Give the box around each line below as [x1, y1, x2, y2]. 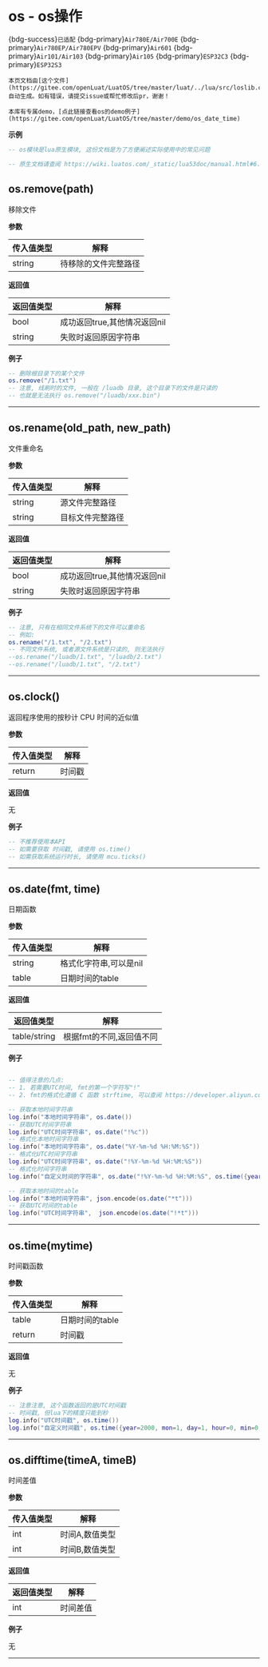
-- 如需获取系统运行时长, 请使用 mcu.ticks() [8, 852, 147, 860]
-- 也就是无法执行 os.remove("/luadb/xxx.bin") [8, 392, 161, 400]
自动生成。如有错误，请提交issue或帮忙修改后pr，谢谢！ [8, 92, 170, 100]
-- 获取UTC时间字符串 [8, 1120, 72, 1128]
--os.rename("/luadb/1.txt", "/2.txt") [8, 660, 141, 668]
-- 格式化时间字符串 [8, 1165, 67, 1173]
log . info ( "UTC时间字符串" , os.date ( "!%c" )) [8, 1128, 149, 1136]
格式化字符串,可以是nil [60, 958, 144, 969]
